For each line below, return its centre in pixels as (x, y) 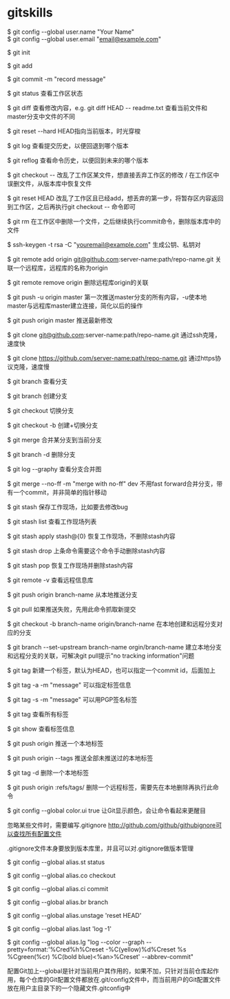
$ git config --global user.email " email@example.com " (84, 39)
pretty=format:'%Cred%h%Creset (56, 949)
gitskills (30, 13)
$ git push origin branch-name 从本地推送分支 (72, 594)
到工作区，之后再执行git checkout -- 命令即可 (72, 206)
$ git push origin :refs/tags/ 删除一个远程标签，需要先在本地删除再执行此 (110, 787)
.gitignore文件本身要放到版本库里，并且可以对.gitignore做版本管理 (101, 848)
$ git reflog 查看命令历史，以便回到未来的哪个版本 (78, 160)
